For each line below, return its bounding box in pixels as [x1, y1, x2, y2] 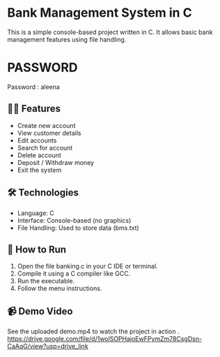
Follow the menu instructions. [17, 284, 102, 293]
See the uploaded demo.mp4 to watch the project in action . [7, 327, 180, 335]
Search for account [17, 143, 73, 152]
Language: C [17, 209, 54, 217]
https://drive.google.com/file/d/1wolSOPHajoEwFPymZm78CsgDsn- [7, 335, 203, 343]
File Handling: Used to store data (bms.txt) [17, 223, 139, 232]
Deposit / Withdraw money [17, 158, 95, 166]
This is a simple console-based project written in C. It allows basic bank [7, 28, 214, 36]
